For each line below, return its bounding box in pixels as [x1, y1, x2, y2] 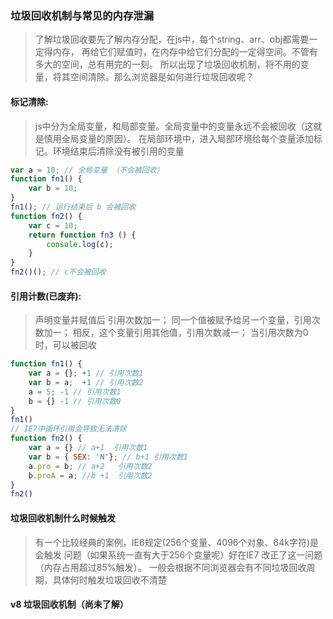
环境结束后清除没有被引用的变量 [52, 145, 185, 157]
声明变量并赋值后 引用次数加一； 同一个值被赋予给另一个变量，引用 [34, 314, 312, 326]
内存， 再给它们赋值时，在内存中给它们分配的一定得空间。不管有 [52, 46, 318, 58]
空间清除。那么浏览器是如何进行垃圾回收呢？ [69, 71, 255, 83]
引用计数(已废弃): [10, 290, 82, 302]
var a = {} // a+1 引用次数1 [28, 443, 148, 453]
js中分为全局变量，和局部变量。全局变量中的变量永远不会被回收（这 [34, 120, 314, 132]
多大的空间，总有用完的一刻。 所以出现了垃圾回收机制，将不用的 [34, 58, 301, 71]
